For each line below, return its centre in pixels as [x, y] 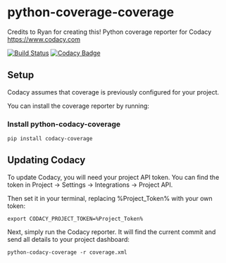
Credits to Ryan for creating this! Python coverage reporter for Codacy [109, 32]
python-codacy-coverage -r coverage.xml [68, 252]
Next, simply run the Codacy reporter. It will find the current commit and [112, 232]
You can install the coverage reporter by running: [79, 106]
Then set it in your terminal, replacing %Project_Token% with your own [110, 198]
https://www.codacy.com [44, 39]
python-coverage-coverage [91, 12]
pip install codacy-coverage [50, 139]
